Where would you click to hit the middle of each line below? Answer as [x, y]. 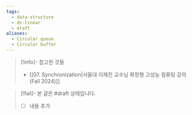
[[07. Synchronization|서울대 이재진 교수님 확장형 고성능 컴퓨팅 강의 [108, 74]
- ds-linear [26, 22]
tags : [13, 11]
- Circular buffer [34, 45]
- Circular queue [33, 39]
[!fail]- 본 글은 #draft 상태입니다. [58, 93]
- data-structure [33, 17]
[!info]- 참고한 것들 [42, 62]
